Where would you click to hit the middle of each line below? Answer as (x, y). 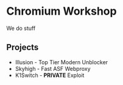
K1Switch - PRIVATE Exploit (50, 75)
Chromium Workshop (61, 11)
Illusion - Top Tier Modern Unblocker (61, 62)
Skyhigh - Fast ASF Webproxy (53, 68)
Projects (23, 47)
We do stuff (21, 28)
